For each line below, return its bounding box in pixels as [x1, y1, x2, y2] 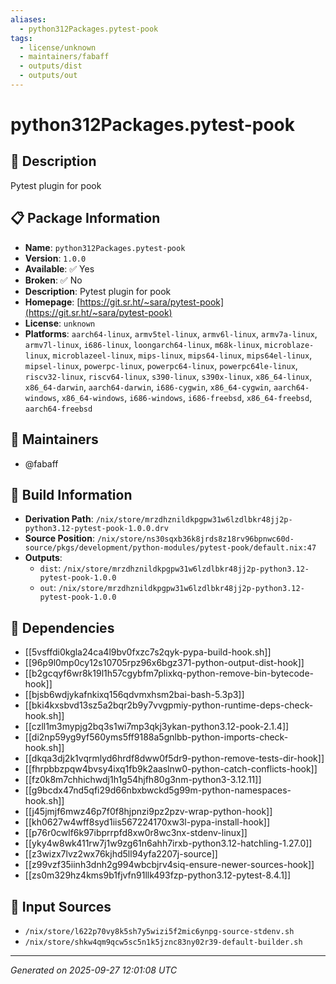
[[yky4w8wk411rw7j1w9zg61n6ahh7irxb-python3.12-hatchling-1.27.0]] [24, 837, 313, 850]
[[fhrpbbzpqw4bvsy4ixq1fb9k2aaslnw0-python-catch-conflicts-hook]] [24, 763, 318, 775]
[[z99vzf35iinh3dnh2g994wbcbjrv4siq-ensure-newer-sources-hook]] [24, 859, 315, 871]
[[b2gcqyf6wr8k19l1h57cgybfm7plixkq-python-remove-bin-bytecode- [24, 667, 315, 680]
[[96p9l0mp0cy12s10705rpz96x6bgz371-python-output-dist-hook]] [24, 657, 305, 669]
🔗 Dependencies [10, 619, 115, 636]
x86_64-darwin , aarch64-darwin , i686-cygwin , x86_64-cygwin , [24, 381, 272, 393]
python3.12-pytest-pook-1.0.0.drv [24, 524, 169, 534]
